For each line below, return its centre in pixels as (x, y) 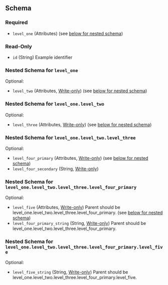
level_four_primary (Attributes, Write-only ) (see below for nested (80, 158)
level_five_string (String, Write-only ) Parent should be (70, 272)
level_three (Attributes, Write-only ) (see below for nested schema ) (82, 124)
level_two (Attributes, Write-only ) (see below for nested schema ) (80, 91)
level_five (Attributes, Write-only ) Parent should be (66, 207)
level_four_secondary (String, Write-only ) (55, 169)
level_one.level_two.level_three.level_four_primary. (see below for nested (88, 213)
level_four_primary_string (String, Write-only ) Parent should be (79, 223)
